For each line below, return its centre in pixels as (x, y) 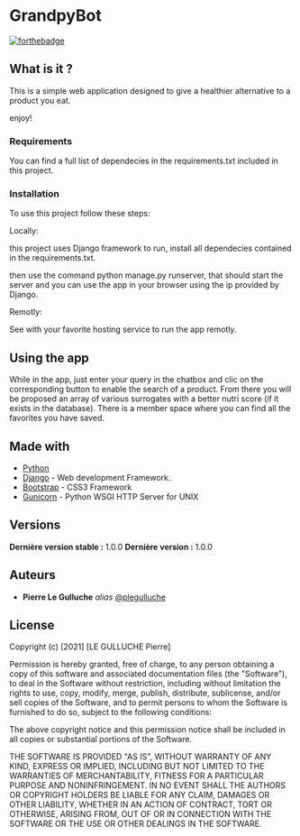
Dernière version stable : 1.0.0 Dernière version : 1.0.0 (111, 547)
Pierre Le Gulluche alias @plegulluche (94, 597)
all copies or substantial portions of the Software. (100, 740)
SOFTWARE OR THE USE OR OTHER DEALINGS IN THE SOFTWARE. (136, 824)
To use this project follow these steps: (80, 214)
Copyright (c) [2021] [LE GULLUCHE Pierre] (90, 647)
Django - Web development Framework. (96, 477)
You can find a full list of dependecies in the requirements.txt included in (144, 161)
